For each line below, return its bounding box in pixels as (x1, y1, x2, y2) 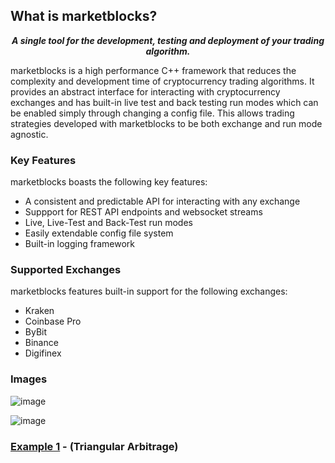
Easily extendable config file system (24, 227, 174, 239)
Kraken (24, 305, 55, 317)
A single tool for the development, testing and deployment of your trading (11, 34, 325, 46)
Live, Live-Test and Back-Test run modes (24, 217, 193, 229)
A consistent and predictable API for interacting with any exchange (24, 195, 301, 208)
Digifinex (24, 347, 62, 359)
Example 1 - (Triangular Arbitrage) (10, 439, 179, 453)
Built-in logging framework (24, 238, 135, 250)
